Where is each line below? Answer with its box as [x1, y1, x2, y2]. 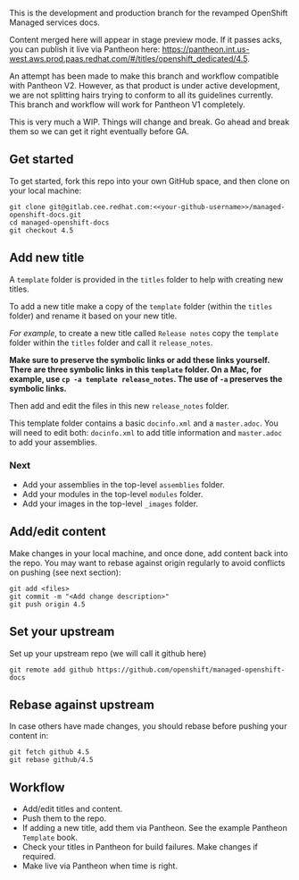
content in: [9, 731, 49, 741]
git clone [9, 202, 46, 211]
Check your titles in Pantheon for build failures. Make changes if [21, 842, 259, 852]
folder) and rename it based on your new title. [9, 310, 178, 321]
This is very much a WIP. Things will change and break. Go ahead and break [9, 116, 290, 127]
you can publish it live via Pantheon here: [9, 44, 161, 55]
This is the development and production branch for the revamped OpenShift [9, 8, 288, 18]
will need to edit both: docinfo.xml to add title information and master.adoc [9, 427, 283, 437]
